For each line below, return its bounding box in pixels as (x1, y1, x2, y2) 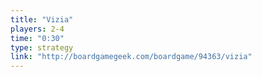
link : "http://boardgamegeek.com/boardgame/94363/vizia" (10, 52, 253, 62)
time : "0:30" (10, 33, 65, 43)
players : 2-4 (10, 24, 65, 34)
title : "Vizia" (10, 14, 74, 25)
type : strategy (10, 42, 74, 53)
